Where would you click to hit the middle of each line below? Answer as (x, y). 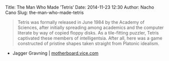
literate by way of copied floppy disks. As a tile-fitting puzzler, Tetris (88, 33)
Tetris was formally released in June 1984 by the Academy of (81, 22)
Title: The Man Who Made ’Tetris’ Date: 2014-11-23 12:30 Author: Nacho (80, 7)
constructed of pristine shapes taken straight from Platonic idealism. (88, 43)
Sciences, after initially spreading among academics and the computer (91, 27)
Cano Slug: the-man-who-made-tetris (45, 12)
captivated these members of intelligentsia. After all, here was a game (90, 38)
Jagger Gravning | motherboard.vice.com (56, 53)
